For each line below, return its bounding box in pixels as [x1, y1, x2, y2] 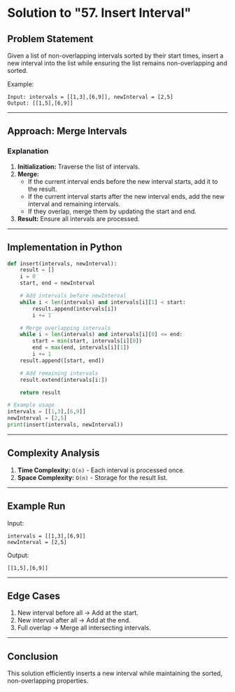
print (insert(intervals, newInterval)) [7, 421, 124, 428]
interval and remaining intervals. [27, 199, 121, 208]
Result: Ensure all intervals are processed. [17, 214, 140, 222]
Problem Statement [7, 33, 94, 45]
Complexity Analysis [7, 447, 100, 459]
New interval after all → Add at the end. [17, 616, 131, 625]
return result [20, 389, 61, 396]
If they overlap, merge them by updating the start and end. [27, 207, 197, 215]
